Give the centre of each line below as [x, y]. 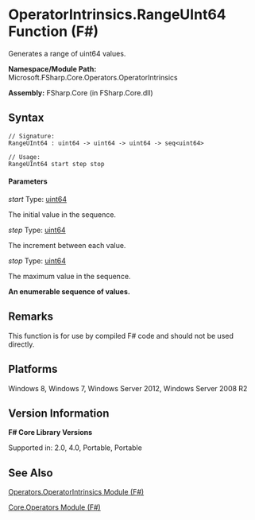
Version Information [59, 413]
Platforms [33, 369]
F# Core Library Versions [50, 433]
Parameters [28, 181]
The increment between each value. [67, 245]
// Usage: [25, 157]
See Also [31, 473]
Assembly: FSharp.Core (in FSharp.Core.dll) [81, 92]
